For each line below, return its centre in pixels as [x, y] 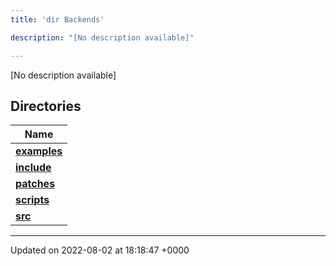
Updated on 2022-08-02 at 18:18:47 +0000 [100, 250]
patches [35, 184]
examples [39, 151]
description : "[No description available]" [102, 37]
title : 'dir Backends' [57, 19]
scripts [32, 200]
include [33, 168]
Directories [46, 106]
